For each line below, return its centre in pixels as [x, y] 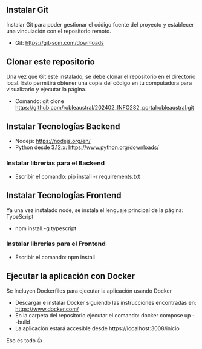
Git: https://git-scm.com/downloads [60, 42]
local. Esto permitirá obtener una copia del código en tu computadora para [99, 83]
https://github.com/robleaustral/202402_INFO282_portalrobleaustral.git [105, 107]
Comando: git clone [40, 101]
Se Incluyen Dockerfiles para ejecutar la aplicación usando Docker [89, 291]
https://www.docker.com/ [47, 309]
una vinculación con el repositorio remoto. [59, 31]
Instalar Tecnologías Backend [63, 127]
